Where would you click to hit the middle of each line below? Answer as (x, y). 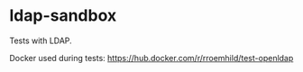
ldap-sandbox (63, 16)
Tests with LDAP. (41, 40)
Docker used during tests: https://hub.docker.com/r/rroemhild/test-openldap (151, 58)
